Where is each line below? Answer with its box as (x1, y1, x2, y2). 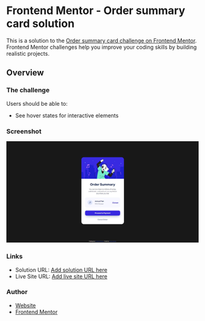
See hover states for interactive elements (15, 111, 119, 119)
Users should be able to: (6, 100, 68, 107)
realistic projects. (6, 50, 50, 57)
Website (15, 301, 37, 309)
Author (6, 288, 28, 297)
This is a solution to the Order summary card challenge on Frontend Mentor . (6, 37, 197, 44)
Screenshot (6, 127, 41, 135)
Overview (6, 68, 45, 78)
